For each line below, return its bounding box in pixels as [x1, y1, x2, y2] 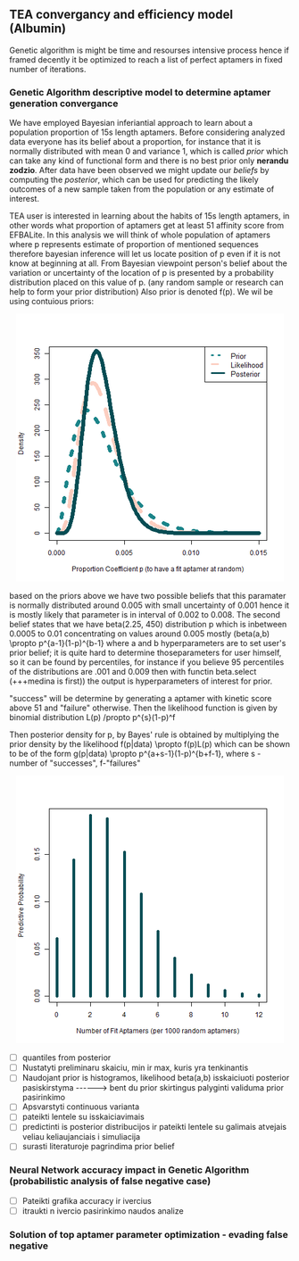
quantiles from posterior [21, 1052, 112, 1063]
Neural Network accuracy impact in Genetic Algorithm [9, 1164, 250, 1176]
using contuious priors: [9, 296, 95, 307]
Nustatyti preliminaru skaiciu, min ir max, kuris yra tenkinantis [21, 1062, 249, 1074]
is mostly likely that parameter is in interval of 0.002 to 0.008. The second [9, 610, 281, 620]
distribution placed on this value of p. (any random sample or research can [9, 277, 284, 288]
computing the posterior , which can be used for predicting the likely [9, 174, 259, 186]
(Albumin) [9, 21, 67, 37]
